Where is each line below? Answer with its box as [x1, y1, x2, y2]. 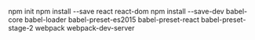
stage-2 [8, 24, 34, 32]
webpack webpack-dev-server [35, 24, 135, 32]
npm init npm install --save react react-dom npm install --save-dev [8, 7, 225, 16]
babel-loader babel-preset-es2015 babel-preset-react [24, 15, 200, 24]
